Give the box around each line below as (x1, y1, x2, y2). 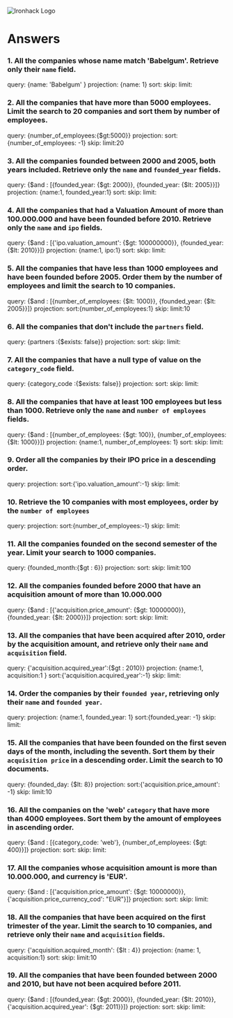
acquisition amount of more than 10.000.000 (7, 590, 162, 599)
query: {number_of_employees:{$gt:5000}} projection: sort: (7, 131, 178, 140)
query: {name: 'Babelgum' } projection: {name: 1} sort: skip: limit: (7, 80, 193, 89)
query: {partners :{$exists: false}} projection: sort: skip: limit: (7, 337, 181, 345)
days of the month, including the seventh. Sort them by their (7, 747, 215, 756)
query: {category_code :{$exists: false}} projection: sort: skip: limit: (7, 380, 200, 388)
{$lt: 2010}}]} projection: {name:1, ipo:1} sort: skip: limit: (7, 246, 166, 255)
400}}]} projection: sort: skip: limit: (7, 845, 106, 854)
